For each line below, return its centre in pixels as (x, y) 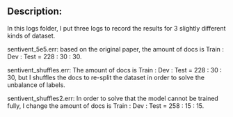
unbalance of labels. (37, 85)
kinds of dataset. (31, 36)
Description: (35, 11)
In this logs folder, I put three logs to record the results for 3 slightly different (116, 28)
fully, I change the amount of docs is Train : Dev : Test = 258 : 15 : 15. (106, 106)
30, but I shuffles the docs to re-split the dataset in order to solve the (106, 77)
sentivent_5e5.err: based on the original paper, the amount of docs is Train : (116, 49)
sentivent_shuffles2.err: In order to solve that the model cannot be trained (113, 98)
